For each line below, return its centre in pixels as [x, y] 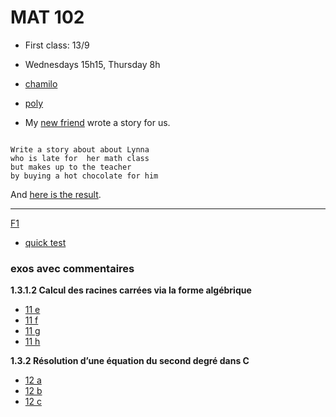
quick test [45, 242]
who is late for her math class [80, 158]
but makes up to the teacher [71, 167]
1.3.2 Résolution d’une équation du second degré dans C [130, 361]
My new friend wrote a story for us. [97, 122]
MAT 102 [47, 17]
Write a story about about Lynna [80, 149]
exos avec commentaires [72, 268]
